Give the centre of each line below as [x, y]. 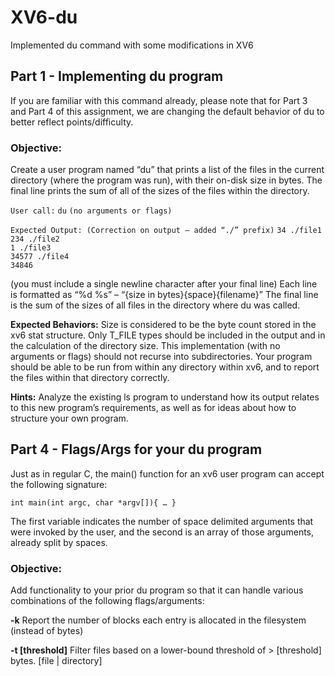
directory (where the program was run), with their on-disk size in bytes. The [166, 180]
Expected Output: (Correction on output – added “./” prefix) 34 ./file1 [166, 231]
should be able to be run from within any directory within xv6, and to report [165, 367]
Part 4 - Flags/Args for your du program [136, 449]
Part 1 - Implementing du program [117, 76]
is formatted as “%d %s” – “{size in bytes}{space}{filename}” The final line [164, 295]
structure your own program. [69, 418]
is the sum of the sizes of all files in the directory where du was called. [155, 305]
